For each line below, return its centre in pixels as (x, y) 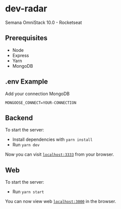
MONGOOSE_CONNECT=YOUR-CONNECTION (41, 103)
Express (21, 55)
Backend (19, 118)
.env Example (27, 82)
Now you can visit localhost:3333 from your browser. (60, 154)
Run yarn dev (26, 145)
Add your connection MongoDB (37, 94)
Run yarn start (28, 192)
